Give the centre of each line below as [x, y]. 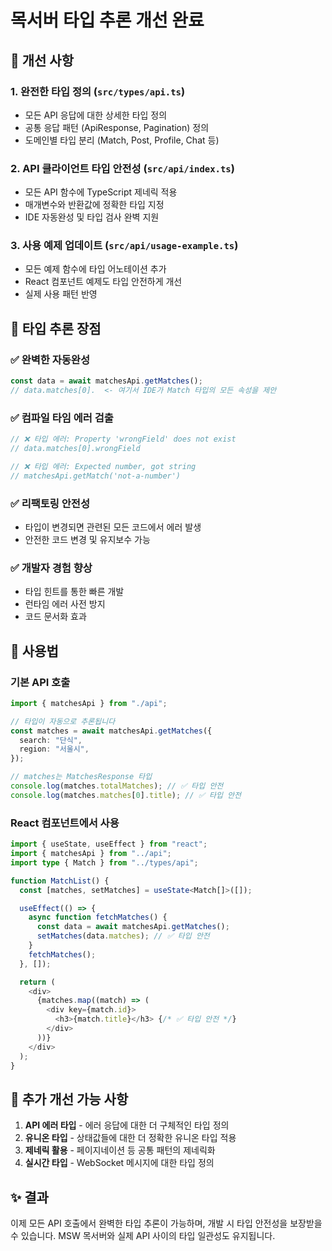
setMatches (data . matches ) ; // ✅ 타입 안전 [123, 936]
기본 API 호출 [40, 682]
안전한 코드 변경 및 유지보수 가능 [87, 539]
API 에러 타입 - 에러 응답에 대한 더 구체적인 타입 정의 [127, 1125]
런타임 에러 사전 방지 [65, 604]
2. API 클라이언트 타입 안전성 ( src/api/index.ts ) [122, 168]
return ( [37, 982]
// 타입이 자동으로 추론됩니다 [63, 721]
